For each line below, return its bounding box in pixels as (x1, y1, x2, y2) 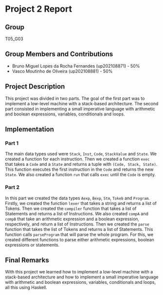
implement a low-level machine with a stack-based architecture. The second (5, 100, 159, 106)
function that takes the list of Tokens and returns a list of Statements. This (5, 226, 153, 232)
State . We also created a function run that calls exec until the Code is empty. (5, 172, 156, 178)
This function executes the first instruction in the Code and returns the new (5, 166, 154, 172)
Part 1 (5, 139, 18, 146)
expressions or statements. (5, 242, 60, 248)
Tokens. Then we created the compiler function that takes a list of (5, 205, 137, 211)
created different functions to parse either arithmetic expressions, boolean (5, 236, 154, 243)
